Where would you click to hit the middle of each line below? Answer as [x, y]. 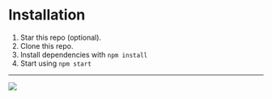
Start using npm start [55, 63]
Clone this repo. [47, 45]
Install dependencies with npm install [84, 54]
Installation [47, 15]
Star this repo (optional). [61, 37]
